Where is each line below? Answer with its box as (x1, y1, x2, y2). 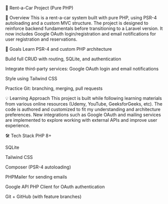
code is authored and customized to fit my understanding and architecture (5, 107, 161, 112)
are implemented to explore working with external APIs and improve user (5, 117, 157, 123)
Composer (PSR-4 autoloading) (5, 164, 71, 170)
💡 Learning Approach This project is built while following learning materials (5, 95, 162, 101)
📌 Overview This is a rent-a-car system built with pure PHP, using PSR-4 (5, 15, 157, 20)
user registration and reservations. (5, 36, 78, 42)
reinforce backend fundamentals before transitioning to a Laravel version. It (5, 25, 163, 31)
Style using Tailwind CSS (5, 76, 57, 81)
